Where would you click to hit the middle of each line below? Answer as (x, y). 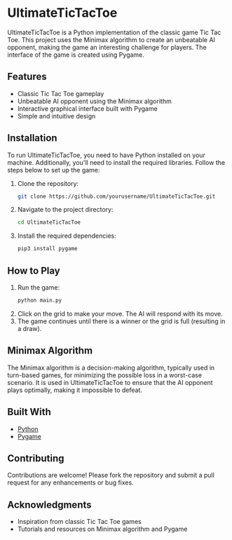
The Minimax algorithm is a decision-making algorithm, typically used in (111, 367)
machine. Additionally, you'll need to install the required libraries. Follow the (116, 162)
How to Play (34, 270)
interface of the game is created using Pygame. (76, 55)
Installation (32, 138)
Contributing (36, 458)
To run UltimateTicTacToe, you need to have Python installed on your (106, 155)
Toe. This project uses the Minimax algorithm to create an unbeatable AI (111, 39)
